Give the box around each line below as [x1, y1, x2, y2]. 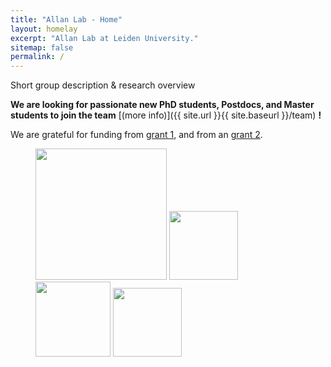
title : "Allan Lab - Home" [10, 14, 123, 25]
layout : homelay [10, 24, 78, 34]
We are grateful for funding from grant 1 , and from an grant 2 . [10, 129, 263, 141]
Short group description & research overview [10, 79, 196, 91]
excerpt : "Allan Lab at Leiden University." [10, 33, 199, 43]
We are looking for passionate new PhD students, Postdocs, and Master [10, 99, 315, 111]
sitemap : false [10, 42, 74, 53]
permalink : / [10, 52, 65, 62]
